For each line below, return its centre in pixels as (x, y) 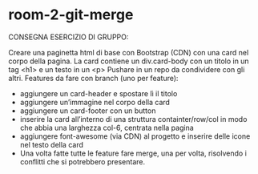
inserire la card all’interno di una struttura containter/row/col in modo (133, 119)
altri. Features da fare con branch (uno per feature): (93, 78)
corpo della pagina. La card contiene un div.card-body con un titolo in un (129, 61)
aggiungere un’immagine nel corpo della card (95, 102)
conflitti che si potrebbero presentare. (83, 161)
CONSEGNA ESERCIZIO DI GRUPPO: (69, 37)
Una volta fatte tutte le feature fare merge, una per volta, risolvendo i (133, 153)
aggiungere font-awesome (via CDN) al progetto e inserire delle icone (135, 136)
